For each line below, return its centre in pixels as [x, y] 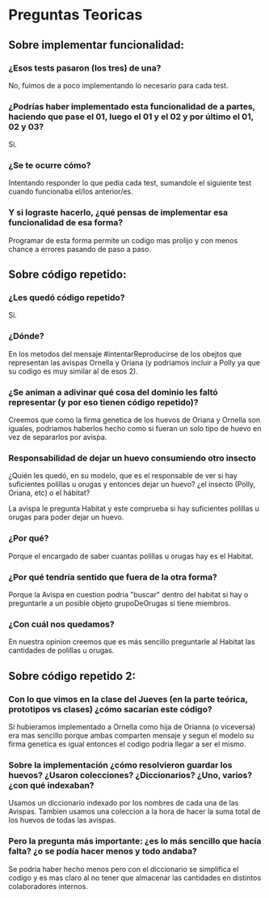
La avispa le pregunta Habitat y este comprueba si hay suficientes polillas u [134, 509]
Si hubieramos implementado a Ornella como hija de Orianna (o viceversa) [132, 726]
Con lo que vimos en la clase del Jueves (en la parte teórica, [128, 699]
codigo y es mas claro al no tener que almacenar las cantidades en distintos [135, 878]
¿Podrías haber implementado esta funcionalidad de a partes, [132, 106]
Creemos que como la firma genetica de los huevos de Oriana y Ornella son [134, 420]
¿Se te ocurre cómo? [50, 165]
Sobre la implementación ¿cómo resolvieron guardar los [120, 765]
